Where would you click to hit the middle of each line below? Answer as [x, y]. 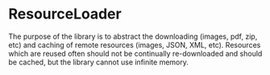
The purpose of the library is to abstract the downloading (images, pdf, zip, [133, 36]
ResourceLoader [65, 14]
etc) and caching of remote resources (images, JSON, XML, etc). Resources [135, 44]
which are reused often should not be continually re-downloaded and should [135, 53]
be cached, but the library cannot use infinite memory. [99, 62]
